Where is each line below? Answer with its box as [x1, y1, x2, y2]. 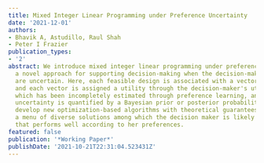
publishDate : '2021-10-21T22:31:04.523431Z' [8, 143, 156, 150]
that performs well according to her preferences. [15, 121, 185, 129]
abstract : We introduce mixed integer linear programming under [8, 63, 223, 71]
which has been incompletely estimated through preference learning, [15, 92, 247, 100]
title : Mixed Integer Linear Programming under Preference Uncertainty [8, 11, 247, 20]
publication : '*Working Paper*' [8, 135, 114, 143]
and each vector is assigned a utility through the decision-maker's [15, 84, 247, 92]
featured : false [8, 128, 61, 136]
